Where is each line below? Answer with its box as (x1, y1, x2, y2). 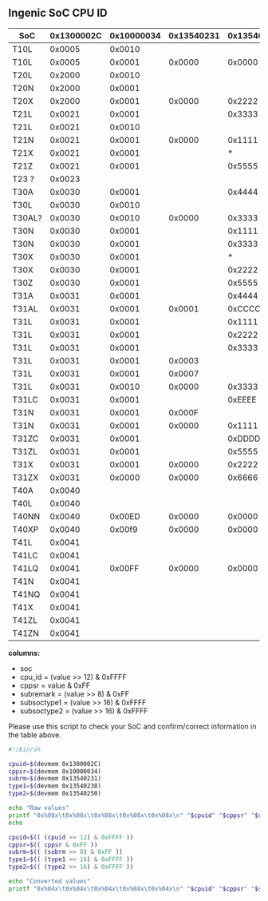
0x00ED (109, 510, 141, 522)
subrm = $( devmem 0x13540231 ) (8, 775, 102, 783)
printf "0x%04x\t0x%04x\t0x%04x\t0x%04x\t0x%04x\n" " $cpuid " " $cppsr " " (8, 884, 255, 893)
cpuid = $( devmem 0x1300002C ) (8, 760, 102, 768)
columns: (8, 648, 41, 657)
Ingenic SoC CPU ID (8, 6, 108, 20)
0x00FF (109, 562, 140, 574)
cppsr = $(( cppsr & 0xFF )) (8, 840, 98, 849)
